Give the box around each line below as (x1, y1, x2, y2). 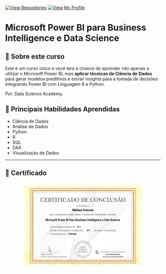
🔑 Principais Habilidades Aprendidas (5, 105, 120, 113)
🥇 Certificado (5, 169, 47, 177)
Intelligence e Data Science (5, 33, 120, 44)
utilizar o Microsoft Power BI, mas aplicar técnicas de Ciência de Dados (5, 71, 152, 76)
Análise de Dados (12, 123, 48, 129)
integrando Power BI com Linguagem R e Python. (5, 81, 105, 87)
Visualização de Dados (12, 150, 59, 156)
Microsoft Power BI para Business (5, 22, 147, 33)
